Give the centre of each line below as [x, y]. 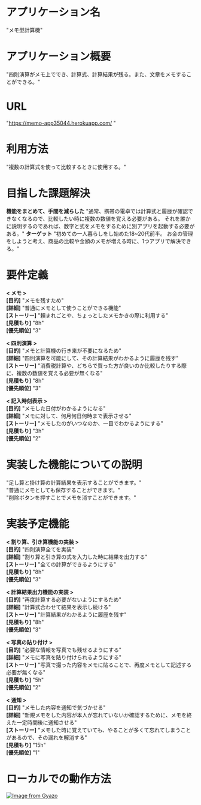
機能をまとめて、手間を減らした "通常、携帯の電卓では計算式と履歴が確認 [97, 211]
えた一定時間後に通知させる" [42, 722]
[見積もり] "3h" [25, 431]
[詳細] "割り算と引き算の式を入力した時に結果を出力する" [77, 557]
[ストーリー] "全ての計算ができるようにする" [61, 564]
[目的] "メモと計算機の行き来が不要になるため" [64, 350]
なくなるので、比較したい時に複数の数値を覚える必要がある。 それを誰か [101, 218]
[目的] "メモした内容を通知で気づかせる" [56, 707]
